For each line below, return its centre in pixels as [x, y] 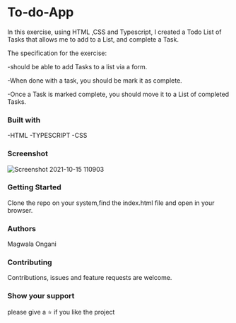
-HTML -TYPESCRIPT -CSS [47, 136]
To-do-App [41, 12]
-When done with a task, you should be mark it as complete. [95, 80]
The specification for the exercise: [57, 53]
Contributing [30, 262]
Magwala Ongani [32, 244]
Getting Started [34, 187]
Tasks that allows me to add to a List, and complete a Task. [93, 39]
